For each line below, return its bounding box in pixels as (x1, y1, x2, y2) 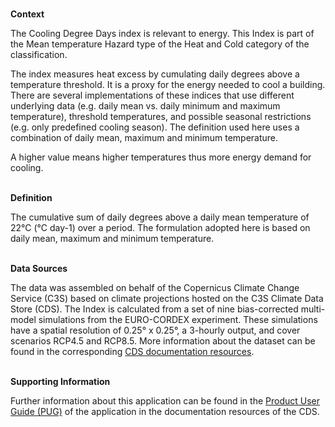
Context (10, 8, 45, 20)
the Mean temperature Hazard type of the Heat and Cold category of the (10, 38, 310, 50)
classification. (10, 49, 68, 60)
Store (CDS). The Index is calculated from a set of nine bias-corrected (10, 303, 299, 315)
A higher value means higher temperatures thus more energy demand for (10, 151, 312, 163)
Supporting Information (10, 376, 111, 387)
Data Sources (10, 263, 68, 274)
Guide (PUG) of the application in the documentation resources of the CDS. (10, 406, 320, 417)
